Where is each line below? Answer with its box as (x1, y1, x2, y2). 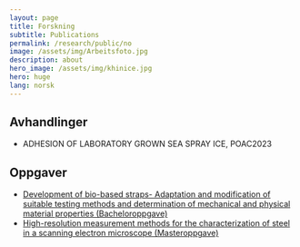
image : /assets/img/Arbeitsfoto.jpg (9, 47, 148, 56)
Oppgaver (9, 164, 68, 180)
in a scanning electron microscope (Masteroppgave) (22, 228, 219, 239)
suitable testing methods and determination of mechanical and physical (22, 199, 291, 210)
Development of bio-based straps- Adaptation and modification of (22, 189, 271, 200)
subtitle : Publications (9, 30, 100, 39)
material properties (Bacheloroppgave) (22, 208, 168, 219)
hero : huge (9, 73, 51, 82)
